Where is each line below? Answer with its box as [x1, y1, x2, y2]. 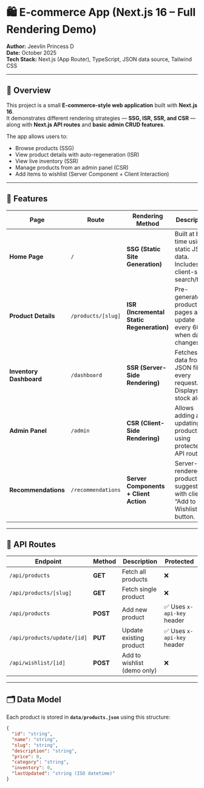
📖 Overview [6, 85, 51, 95]
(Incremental [126, 308, 165, 316]
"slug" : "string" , [12, 742, 59, 748]
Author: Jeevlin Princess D [6, 43, 74, 50]
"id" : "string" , [12, 731, 53, 737]
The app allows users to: [6, 133, 68, 140]
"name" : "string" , [12, 736, 59, 742]
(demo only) [121, 666, 157, 675]
